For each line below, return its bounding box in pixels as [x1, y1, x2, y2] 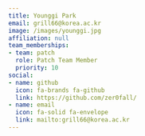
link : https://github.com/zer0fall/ [15, 94, 137, 102]
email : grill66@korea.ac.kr [8, 19, 102, 27]
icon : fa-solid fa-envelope [15, 109, 109, 117]
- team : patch [8, 49, 56, 57]
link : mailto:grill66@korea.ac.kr [15, 116, 130, 124]
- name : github [8, 78, 59, 86]
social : [8, 71, 34, 79]
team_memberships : [8, 42, 69, 50]
